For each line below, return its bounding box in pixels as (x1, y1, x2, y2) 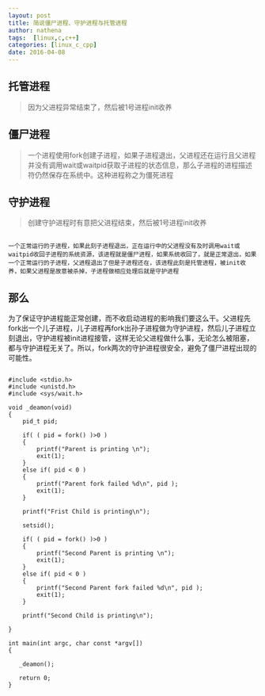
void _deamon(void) (8, 403, 73, 412)
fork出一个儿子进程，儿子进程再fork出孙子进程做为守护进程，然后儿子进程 (8, 323, 249, 333)
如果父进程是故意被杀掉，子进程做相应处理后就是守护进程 (19, 267, 180, 276)
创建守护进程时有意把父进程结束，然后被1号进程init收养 (27, 218, 207, 228)
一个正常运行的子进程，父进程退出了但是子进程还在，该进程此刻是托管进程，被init (8, 259, 240, 267)
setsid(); (22, 522, 55, 530)
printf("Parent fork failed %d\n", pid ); (36, 480, 179, 488)
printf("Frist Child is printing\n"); (22, 508, 150, 516)
